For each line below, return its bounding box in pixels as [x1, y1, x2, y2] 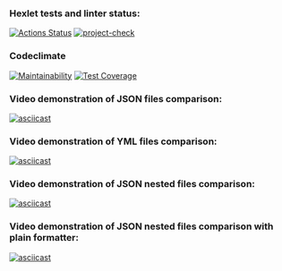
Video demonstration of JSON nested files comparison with [9, 220, 274, 233]
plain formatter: [9, 232, 79, 244]
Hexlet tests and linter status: [9, 7, 141, 20]
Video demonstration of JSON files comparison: [9, 92, 222, 105]
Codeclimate [9, 50, 66, 63]
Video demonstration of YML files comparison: [9, 135, 218, 148]
